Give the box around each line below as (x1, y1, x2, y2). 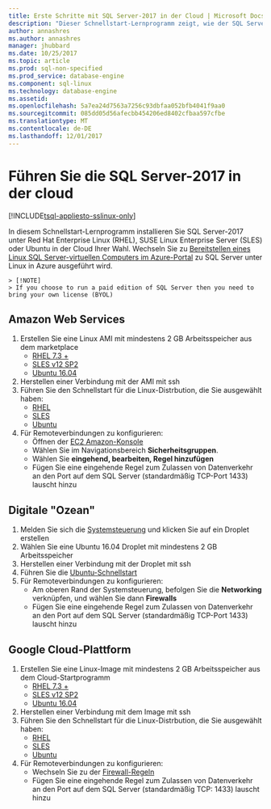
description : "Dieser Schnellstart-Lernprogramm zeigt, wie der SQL (8, 19, 244, 27)
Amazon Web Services (8, 312, 126, 326)
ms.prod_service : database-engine (8, 72, 125, 80)
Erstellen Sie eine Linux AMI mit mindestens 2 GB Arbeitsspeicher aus (19, 334, 252, 343)
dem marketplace (19, 343, 79, 352)
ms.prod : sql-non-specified (8, 65, 103, 73)
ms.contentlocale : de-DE (8, 124, 92, 133)
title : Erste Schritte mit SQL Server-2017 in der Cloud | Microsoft (8, 11, 248, 20)
